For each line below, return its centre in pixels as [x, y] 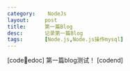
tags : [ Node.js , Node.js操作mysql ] [65, 40]
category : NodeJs [37, 14]
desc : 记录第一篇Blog [45, 33]
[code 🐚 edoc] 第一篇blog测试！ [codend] [65, 61]
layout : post [32, 20]
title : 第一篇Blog [40, 26]
